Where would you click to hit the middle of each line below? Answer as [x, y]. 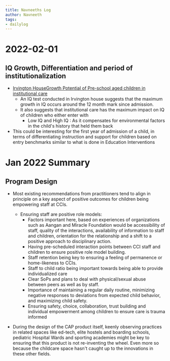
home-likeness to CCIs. [52, 263]
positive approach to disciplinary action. [70, 242]
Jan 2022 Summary [48, 163]
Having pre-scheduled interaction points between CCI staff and [94, 247]
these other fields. [32, 354]
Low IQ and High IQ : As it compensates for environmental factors [96, 121]
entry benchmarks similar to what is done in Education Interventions [84, 142]
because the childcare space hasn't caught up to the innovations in [83, 348]
